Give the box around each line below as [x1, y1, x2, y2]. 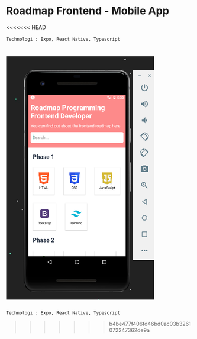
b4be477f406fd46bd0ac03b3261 [109, 320, 191, 327]
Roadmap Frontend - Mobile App [6, 4, 170, 18]
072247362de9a [109, 327, 150, 334]
